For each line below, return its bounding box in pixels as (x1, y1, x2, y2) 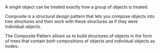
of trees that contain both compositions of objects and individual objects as (5, 38, 155, 44)
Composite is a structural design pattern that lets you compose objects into (5, 13, 155, 19)
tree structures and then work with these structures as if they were (5, 19, 138, 24)
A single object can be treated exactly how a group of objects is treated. (5, 4, 149, 10)
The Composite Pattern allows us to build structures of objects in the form (5, 33, 152, 39)
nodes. (5, 43, 19, 49)
